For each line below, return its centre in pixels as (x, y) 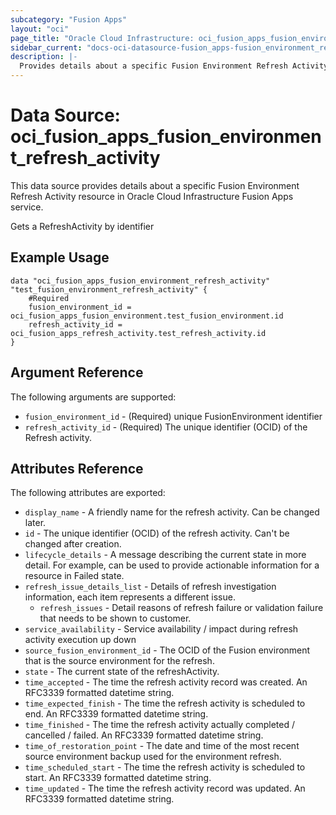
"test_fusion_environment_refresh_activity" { (109, 289)
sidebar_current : (46, 47)
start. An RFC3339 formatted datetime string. (118, 778)
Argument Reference (77, 372)
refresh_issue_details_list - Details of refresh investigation (150, 587)
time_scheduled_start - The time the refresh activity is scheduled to (165, 767)
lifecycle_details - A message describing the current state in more (165, 555)
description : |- (44, 57)
